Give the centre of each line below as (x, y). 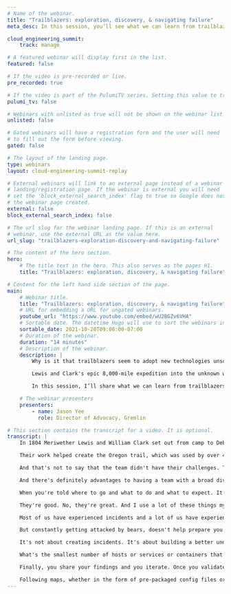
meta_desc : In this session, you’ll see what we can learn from (101, 26)
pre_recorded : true (35, 83)
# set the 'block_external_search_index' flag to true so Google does (110, 196)
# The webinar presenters (57, 399)
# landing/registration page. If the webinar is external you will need (113, 190)
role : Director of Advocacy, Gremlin (92, 418)
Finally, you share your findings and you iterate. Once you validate (123, 567)
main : (15, 291)
